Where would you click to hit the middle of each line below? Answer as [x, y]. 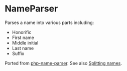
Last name [23, 48]
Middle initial [25, 42]
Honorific [22, 32]
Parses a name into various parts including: [49, 22]
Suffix [18, 53]
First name [23, 37]
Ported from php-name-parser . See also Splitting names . [63, 63]
